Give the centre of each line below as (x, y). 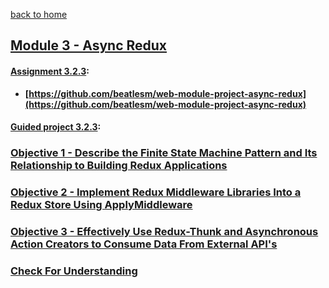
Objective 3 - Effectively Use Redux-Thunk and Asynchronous (164, 231)
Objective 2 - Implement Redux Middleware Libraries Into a (156, 192)
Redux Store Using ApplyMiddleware (101, 205)
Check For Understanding (74, 271)
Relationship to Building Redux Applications (119, 166)
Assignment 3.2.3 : (50, 71)
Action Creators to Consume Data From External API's (144, 244)
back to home (39, 14)
